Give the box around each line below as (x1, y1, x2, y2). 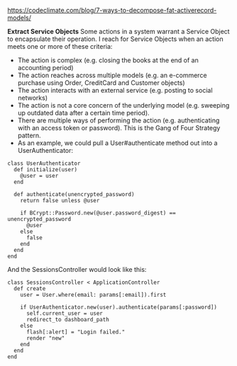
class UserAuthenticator (7, 160, 81, 167)
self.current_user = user (26, 310, 103, 317)
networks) (17, 93, 48, 102)
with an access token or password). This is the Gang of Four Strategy (17, 124, 221, 132)
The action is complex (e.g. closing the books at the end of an (17, 56, 199, 64)
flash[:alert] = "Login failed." (26, 328, 126, 336)
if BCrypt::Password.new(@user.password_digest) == (20, 210, 176, 217)
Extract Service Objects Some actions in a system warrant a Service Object (7, 28, 230, 35)
